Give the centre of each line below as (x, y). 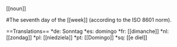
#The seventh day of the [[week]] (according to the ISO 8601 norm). (89, 20)
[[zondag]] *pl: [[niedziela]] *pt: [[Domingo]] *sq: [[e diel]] (77, 37)
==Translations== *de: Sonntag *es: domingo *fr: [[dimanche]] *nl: (88, 31)
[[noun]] (16, 9)
